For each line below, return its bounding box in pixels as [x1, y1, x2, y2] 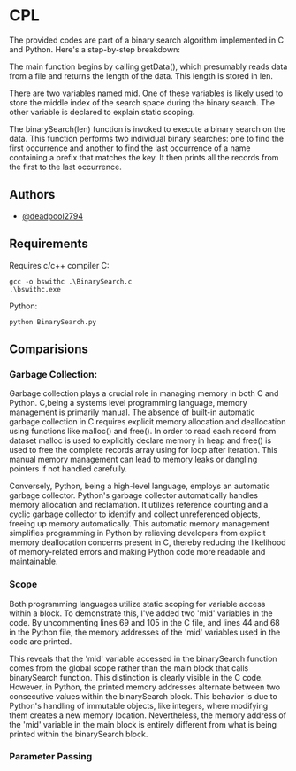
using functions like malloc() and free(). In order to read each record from [9, 426, 277, 437]
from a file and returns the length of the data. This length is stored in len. [9, 70, 274, 81]
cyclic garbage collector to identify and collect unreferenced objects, [9, 509, 261, 519]
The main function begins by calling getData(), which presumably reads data [9, 61, 288, 72]
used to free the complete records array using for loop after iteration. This [9, 445, 278, 456]
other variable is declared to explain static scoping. [9, 106, 195, 117]
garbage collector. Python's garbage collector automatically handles [9, 490, 259, 501]
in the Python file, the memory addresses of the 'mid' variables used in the [9, 627, 281, 637]
